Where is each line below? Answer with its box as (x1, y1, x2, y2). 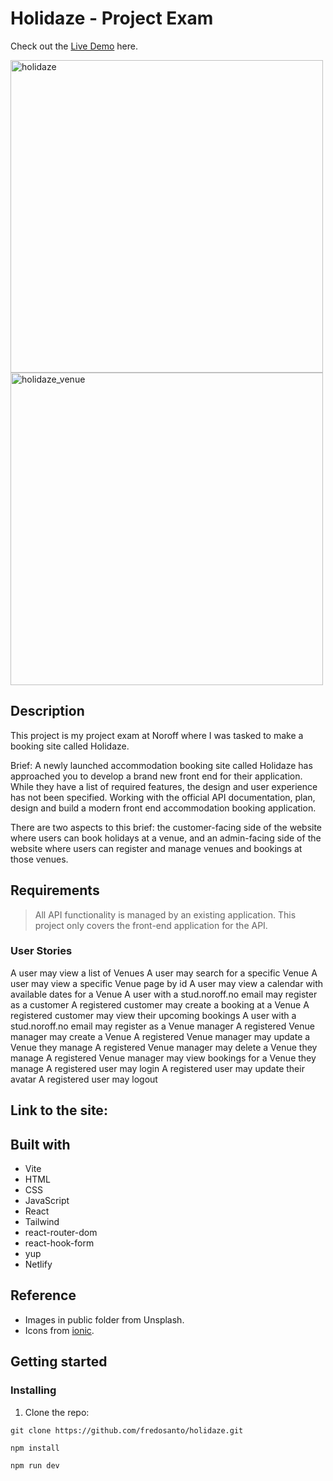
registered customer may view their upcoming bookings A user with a (10, 1009, 297, 1021)
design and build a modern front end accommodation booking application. (10, 802, 317, 814)
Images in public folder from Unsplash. (24, 1313, 185, 1326)
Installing (10, 1383, 57, 1397)
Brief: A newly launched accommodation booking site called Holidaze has (10, 759, 313, 771)
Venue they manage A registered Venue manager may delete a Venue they (10, 1041, 318, 1053)
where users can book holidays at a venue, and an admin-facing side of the (10, 832, 322, 844)
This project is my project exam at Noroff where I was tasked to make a (10, 729, 304, 741)
